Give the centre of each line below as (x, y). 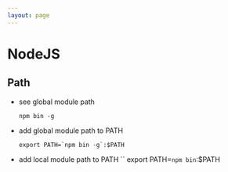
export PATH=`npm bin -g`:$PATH (71, 145)
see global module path (57, 102)
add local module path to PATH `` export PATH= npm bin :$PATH (119, 159)
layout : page (29, 15)
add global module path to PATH (71, 131)
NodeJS (34, 54)
